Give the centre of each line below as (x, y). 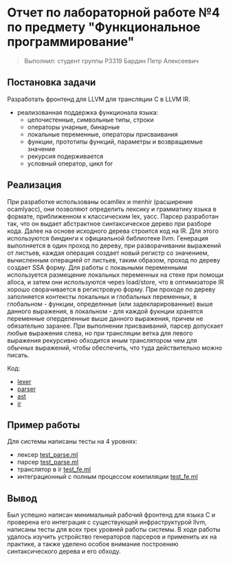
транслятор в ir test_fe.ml (54, 469)
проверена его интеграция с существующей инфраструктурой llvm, (107, 522)
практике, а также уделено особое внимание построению (93, 544)
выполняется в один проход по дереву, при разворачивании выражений (114, 245)
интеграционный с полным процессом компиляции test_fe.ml (107, 477)
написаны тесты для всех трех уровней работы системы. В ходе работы (114, 530)
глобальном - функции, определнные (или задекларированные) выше (110, 304)
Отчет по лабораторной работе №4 (114, 13)
